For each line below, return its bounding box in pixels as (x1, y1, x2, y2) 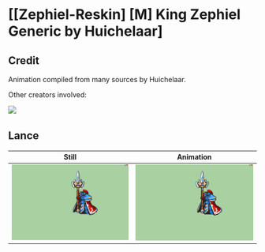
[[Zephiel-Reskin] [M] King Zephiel (8, 6, 241, 24)
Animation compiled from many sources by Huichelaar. (8, 75, 187, 84)
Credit (8, 54, 39, 67)
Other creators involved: (8, 90, 87, 100)
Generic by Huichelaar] (8, 22, 163, 40)
